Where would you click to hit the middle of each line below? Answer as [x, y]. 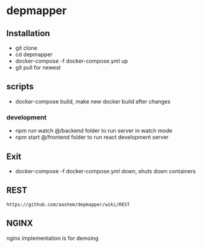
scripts [20, 87]
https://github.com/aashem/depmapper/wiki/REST [68, 205]
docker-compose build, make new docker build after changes [93, 101]
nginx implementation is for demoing [53, 238]
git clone [26, 48]
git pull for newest [38, 67]
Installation [28, 33]
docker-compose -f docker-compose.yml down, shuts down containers [105, 171]
